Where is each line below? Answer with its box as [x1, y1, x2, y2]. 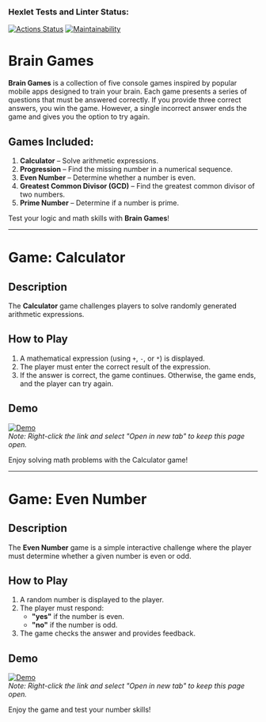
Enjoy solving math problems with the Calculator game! [8, 455, 188, 464]
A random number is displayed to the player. [19, 595, 165, 605]
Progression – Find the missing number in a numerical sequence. [19, 165, 234, 174]
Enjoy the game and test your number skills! [8, 705, 151, 715]
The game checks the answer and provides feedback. [19, 628, 196, 638]
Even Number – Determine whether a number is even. [19, 173, 196, 182]
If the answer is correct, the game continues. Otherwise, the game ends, [19, 370, 256, 380]
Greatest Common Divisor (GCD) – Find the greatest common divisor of [19, 181, 255, 191]
